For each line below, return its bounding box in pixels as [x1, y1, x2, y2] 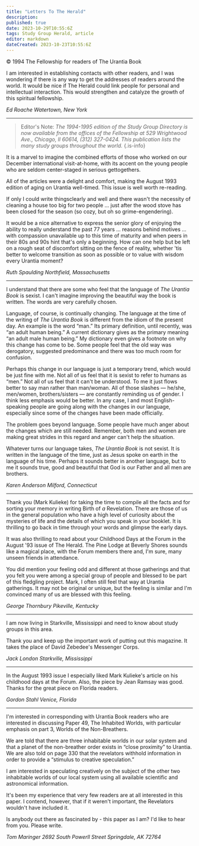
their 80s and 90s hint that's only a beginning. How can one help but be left [6, 238, 191, 245]
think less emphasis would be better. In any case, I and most [6, 396, 153, 403]
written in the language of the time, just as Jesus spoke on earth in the [6, 451, 178, 458]
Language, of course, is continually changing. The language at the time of [6, 309, 187, 317]
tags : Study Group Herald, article [6, 31, 94, 37]
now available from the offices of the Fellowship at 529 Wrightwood [20, 129, 187, 136]
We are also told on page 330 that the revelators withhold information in [6, 749, 182, 757]
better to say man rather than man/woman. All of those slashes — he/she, [6, 384, 186, 391]
